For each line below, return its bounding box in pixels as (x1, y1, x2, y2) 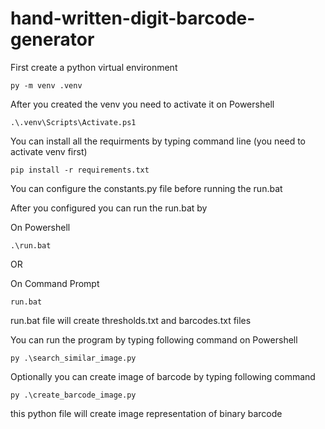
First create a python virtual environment (10, 61, 178, 73)
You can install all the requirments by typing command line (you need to (10, 135, 307, 147)
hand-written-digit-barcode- (10, 7, 256, 30)
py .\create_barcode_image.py (10, 390, 137, 400)
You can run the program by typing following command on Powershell (10, 333, 298, 346)
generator (10, 28, 95, 51)
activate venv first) (10, 145, 88, 157)
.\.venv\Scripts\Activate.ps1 (10, 117, 137, 127)
